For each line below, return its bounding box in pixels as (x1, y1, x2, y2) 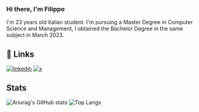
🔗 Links (6, 49, 35, 59)
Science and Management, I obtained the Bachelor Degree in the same (6, 25, 183, 32)
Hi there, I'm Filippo (6, 5, 65, 13)
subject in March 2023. (6, 31, 64, 39)
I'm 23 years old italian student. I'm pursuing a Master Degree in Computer (6, 19, 193, 26)
